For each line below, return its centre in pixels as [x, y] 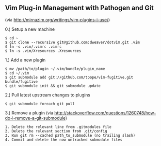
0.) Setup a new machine [30, 29]
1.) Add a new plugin [25, 60]
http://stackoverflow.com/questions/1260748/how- [105, 113]
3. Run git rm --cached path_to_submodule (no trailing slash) [70, 135]
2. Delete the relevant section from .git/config [56, 131]
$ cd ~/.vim [17, 73]
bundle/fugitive [21, 82]
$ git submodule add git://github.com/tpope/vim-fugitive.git [69, 77]
